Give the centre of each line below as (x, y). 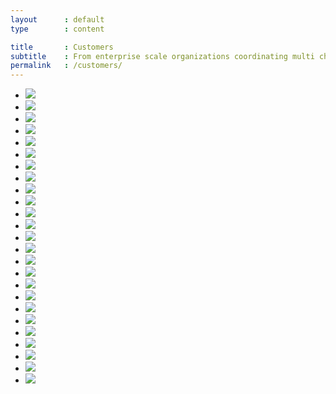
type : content (57, 29)
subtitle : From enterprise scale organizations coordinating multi (162, 56)
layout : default (57, 19)
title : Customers (62, 47)
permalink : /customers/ (66, 66)
